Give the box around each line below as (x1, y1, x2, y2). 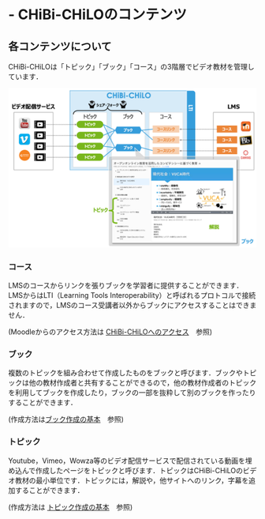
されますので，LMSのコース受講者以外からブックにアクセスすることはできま (8, 300, 257, 310)
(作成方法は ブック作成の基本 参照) (8, 415, 125, 424)
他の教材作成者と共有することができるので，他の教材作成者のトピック (28, 378, 257, 388)
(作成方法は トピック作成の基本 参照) (8, 502, 133, 512)
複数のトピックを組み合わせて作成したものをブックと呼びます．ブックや (8, 368, 243, 378)
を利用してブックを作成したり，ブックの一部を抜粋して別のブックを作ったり (8, 388, 256, 397)
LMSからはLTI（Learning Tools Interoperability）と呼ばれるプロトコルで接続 (8, 291, 256, 300)
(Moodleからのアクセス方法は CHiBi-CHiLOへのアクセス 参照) (8, 327, 213, 337)
